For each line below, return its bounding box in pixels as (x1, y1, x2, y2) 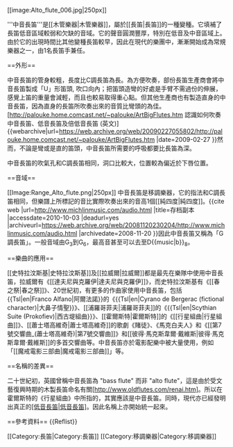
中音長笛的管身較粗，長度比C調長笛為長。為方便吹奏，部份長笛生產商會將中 (7, 76, 225, 84)
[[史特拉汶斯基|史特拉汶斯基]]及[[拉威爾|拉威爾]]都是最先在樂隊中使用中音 (7, 268, 218, 277)
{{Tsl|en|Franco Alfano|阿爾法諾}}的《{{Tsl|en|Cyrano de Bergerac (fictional (7, 295, 224, 303)
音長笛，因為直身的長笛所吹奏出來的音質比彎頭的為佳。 (7, 102, 165, 110)
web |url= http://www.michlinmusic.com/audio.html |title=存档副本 (7, 206, 195, 214)
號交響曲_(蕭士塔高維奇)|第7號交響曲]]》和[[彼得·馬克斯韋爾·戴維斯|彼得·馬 (7, 330, 218, 338)
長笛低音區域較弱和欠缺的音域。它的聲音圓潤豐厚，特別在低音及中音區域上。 (7, 29, 226, 37)
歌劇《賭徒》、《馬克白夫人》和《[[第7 (116, 320, 222, 329)
